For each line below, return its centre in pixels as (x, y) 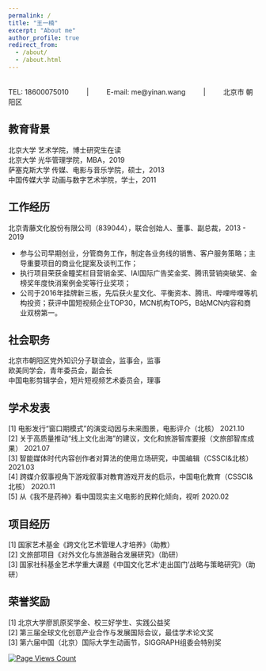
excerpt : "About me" (42, 30)
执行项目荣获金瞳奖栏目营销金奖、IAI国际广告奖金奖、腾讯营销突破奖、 (135, 273)
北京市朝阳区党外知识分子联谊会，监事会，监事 (84, 361)
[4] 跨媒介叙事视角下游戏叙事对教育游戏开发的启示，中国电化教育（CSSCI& (131, 476)
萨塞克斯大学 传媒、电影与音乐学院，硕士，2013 (86, 170)
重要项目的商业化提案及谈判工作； (82, 263)
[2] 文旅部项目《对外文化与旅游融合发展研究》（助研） (95, 554)
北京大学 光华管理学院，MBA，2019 (66, 160)
